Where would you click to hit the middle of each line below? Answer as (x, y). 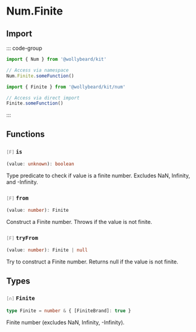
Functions (26, 134)
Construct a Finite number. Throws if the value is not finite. (79, 222)
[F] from (18, 198)
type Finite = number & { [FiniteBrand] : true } (69, 311)
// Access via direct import (43, 98)
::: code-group (24, 48)
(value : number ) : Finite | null (47, 250)
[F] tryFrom (22, 238)
